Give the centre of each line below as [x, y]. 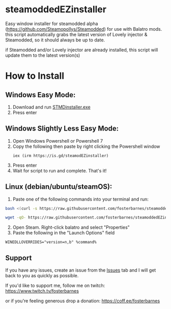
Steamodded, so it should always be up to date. [55, 40]
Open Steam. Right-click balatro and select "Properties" [71, 227]
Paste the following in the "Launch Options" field [64, 233]
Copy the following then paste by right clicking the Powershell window [86, 146]
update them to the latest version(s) [43, 55]
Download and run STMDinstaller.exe [51, 107]
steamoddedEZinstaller [56, 9]
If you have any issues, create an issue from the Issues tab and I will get [81, 270]
